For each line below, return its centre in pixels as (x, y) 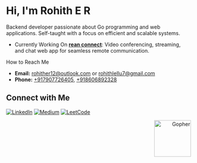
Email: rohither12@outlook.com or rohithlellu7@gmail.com (85, 73)
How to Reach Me (28, 62)
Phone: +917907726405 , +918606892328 (66, 79)
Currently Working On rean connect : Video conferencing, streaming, (97, 44)
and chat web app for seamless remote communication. (82, 50)
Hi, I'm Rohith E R (48, 11)
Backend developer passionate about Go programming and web (83, 27)
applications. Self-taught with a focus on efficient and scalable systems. (93, 33)
